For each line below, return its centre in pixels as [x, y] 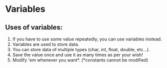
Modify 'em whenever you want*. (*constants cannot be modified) [80, 60]
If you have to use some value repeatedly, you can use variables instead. [87, 39]
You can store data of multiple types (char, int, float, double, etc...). [81, 50]
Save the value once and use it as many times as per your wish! [78, 55]
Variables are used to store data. [46, 44]
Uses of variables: [34, 27]
